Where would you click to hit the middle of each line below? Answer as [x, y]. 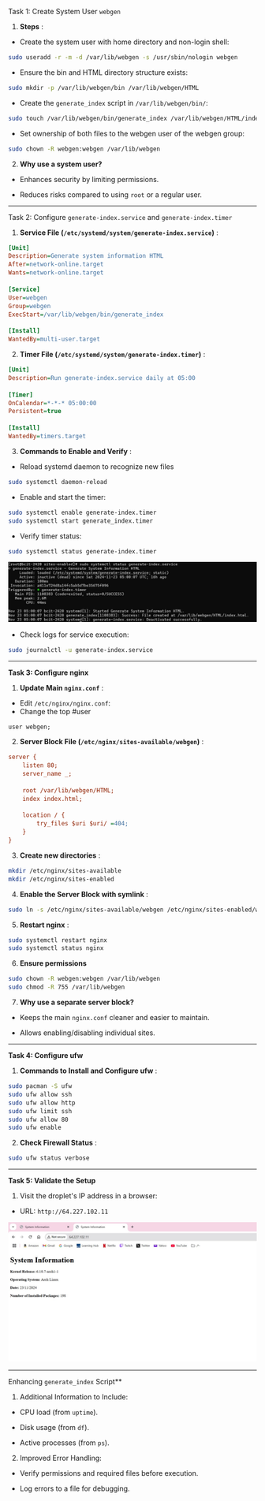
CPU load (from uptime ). [59, 1412]
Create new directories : [60, 855]
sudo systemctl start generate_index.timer [81, 521]
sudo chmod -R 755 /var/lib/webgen [67, 987]
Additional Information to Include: [74, 1397]
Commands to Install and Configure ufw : [88, 1071]
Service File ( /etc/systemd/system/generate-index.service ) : [119, 233]
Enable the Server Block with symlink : [84, 894]
